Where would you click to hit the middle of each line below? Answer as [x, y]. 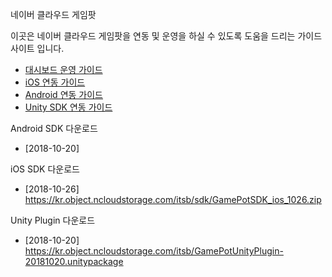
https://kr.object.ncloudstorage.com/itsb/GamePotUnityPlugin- [154, 251]
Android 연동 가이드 [63, 94]
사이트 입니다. [37, 48]
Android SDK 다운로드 [54, 128]
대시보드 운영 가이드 [63, 69]
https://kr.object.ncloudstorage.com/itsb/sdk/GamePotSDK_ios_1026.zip [173, 199]
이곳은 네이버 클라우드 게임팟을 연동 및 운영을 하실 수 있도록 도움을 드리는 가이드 [166, 36]
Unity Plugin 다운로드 [53, 220]
